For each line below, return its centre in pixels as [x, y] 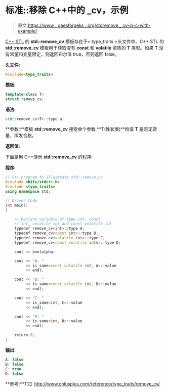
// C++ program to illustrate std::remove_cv [54, 178]
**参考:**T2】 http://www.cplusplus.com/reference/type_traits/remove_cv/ [83, 384]
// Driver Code [21, 200]
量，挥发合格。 [21, 136]
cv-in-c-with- [136, 25]
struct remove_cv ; [25, 99]
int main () [17, 205]
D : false [14, 374]
